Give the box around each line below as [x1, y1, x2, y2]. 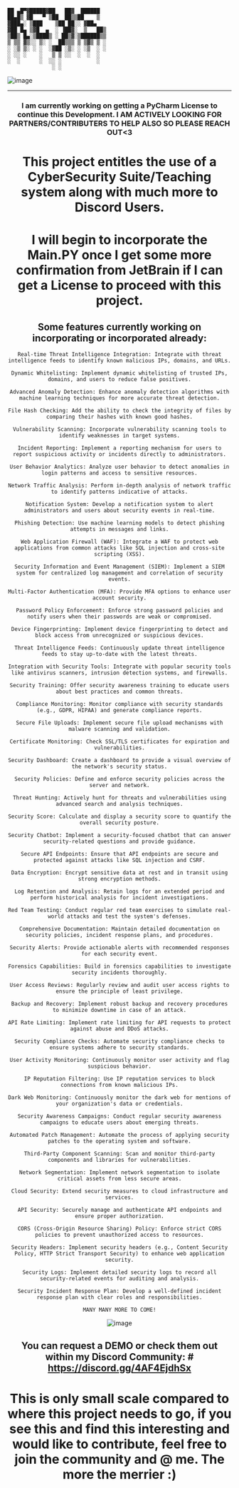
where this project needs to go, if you [7, 1405, 232, 1422]
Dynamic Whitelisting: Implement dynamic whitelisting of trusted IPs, [11, 370, 228, 377]
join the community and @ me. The [14, 1451, 225, 1467]
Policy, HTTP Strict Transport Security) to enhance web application [14, 1250, 225, 1257]
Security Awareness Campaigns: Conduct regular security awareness [17, 1113, 222, 1120]
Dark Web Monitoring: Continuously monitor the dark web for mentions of [8, 1094, 231, 1101]
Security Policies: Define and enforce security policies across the [14, 776, 225, 783]
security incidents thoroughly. [71, 969, 168, 976]
